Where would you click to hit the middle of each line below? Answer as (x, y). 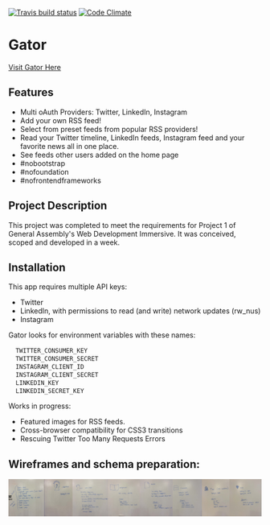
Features (31, 93)
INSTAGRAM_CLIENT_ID (50, 367)
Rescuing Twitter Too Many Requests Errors (93, 439)
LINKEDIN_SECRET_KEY (50, 391)
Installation (37, 267)
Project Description (58, 206)
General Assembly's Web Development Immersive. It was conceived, (122, 234)
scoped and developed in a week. (64, 242)
